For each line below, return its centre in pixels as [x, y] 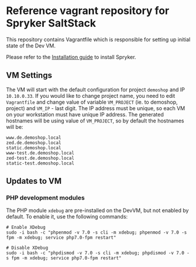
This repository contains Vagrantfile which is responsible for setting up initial [98, 39]
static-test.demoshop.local [40, 163]
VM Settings [29, 75]
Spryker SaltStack [51, 23]
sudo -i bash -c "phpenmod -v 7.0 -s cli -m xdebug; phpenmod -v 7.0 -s [97, 232]
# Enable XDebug [26, 227]
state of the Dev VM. [31, 46]
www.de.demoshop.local [34, 138]
